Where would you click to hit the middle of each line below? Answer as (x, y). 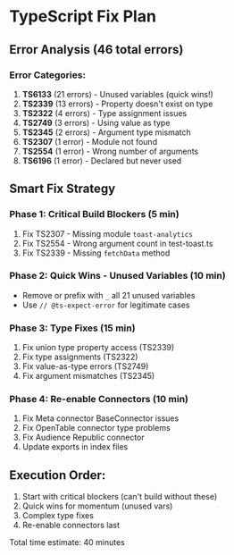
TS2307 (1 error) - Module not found (90, 141)
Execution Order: (58, 475)
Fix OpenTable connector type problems (96, 428)
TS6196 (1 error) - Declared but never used (102, 160)
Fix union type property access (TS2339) (98, 348)
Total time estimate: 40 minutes (67, 542)
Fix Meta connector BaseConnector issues (100, 418)
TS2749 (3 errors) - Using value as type (96, 122)
